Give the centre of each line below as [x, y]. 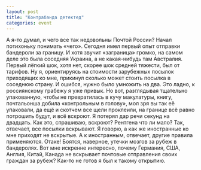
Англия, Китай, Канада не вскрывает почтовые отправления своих [92, 154]
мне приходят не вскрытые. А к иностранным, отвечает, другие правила [100, 135]
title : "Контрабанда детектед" [45, 17]
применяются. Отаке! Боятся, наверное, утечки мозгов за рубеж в [92, 142]
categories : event [29, 23]
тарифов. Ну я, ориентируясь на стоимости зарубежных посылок [90, 72]
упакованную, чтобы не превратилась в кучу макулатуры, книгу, [89, 97]
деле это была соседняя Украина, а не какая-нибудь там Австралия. [95, 59]
